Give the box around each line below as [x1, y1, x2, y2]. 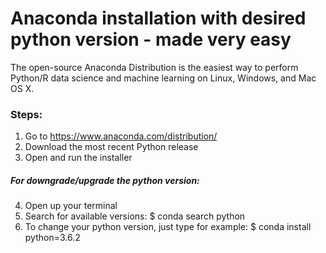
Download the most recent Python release [24, 141, 199, 153]
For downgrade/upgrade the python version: [10, 174, 200, 186]
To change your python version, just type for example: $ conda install [24, 221, 312, 233]
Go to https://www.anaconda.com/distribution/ [24, 130, 218, 142]
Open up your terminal [24, 200, 118, 212]
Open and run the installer [24, 152, 133, 164]
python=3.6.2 [24, 232, 81, 244]
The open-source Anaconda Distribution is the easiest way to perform [10, 61, 299, 73]
